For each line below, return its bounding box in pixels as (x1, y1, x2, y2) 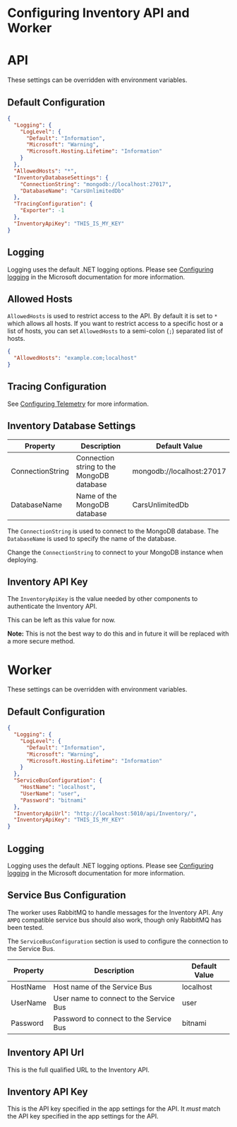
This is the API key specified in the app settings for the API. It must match (7, 1104, 221, 1113)
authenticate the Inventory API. (7, 602, 97, 611)
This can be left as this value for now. (7, 616, 116, 624)
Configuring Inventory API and (7, 5, 190, 21)
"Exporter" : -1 (20, 207, 65, 214)
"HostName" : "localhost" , (20, 783, 97, 790)
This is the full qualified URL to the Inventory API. (7, 1065, 150, 1074)
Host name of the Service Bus (53, 981, 152, 991)
